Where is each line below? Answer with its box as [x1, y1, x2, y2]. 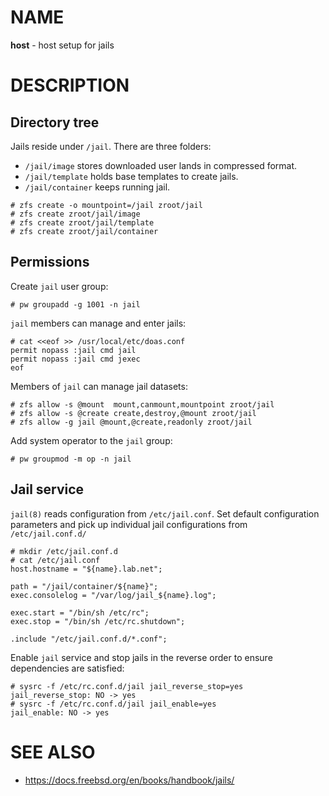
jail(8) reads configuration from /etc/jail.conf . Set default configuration [10, 507, 320, 520]
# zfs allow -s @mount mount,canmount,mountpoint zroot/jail [10, 399, 275, 410]
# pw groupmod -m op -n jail [10, 454, 132, 464]
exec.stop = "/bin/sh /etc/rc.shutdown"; [10, 616, 186, 626]
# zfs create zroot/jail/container [10, 226, 159, 236]
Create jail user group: [10, 280, 109, 292]
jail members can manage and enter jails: [10, 317, 187, 329]
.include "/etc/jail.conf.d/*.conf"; [10, 634, 168, 644]
